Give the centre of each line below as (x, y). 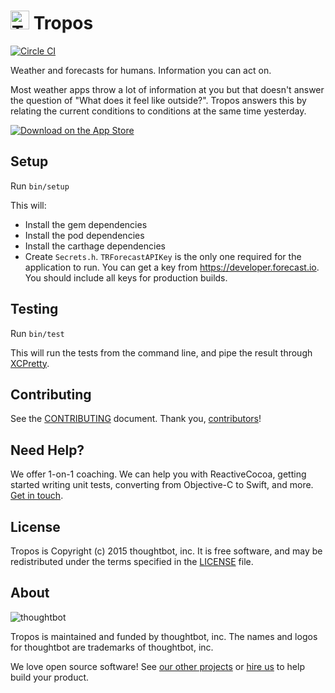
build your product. (50, 677)
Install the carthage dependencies (95, 246)
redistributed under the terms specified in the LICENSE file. (132, 561)
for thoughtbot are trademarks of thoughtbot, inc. (112, 647)
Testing (34, 309)
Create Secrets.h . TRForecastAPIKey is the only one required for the (163, 256)
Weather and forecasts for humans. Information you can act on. (141, 70)
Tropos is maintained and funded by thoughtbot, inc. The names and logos (164, 636)
